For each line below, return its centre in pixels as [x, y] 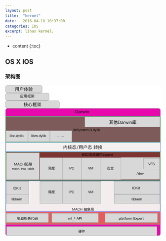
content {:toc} [26, 46]
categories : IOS [22, 26]
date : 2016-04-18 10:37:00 [35, 21]
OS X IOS [19, 62]
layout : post [19, 10]
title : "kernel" [23, 16]
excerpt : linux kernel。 [30, 31]
